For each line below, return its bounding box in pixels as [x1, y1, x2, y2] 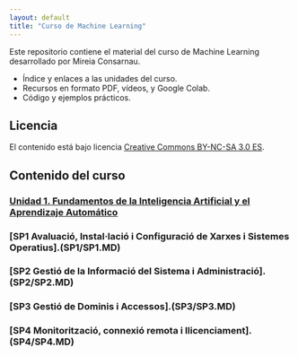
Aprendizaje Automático [9, 205, 118, 218]
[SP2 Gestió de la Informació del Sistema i [9, 265, 196, 278]
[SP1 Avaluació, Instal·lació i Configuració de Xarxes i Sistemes [9, 230, 290, 242]
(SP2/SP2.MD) [9, 276, 74, 289]
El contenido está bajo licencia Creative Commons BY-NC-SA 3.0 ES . [9, 142, 265, 152]
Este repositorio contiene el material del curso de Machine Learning [9, 46, 260, 56]
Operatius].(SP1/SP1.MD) [9, 241, 121, 254]
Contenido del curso [9, 168, 126, 183]
